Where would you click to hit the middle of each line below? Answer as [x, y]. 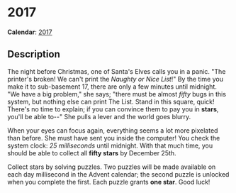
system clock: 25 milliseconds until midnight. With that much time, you [110, 145]
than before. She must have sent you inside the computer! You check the [114, 138]
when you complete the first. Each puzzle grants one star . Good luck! [109, 182]
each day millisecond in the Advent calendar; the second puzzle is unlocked [118, 174]
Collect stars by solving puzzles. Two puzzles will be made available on [112, 167]
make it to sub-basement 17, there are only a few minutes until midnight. [112, 87]
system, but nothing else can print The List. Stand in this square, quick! [111, 101]
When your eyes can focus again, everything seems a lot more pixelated [113, 130]
